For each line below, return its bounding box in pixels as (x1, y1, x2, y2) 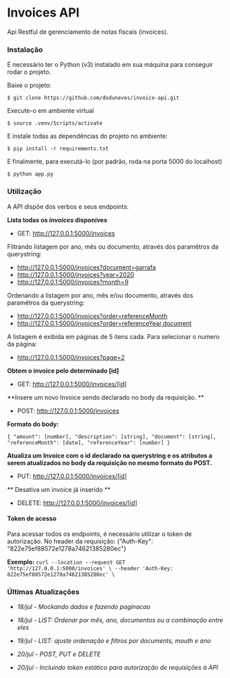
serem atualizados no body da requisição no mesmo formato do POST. (7, 458, 213, 466)
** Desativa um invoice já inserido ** (7, 485, 111, 493)
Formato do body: (7, 420, 60, 428)
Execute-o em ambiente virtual (7, 107, 94, 115)
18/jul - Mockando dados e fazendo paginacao (16, 603, 151, 611)
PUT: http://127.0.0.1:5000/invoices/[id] (16, 472, 127, 480)
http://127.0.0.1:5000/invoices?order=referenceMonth (16, 311, 168, 320)
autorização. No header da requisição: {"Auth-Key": (7, 537, 153, 545)
